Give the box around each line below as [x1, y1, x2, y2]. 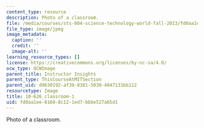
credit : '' [12, 43, 39, 49]
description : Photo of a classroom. [6, 15, 99, 21]
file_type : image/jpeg [6, 25, 64, 32]
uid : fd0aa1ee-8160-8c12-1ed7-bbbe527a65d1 [6, 99, 118, 105]
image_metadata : [6, 32, 47, 38]
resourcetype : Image [6, 88, 59, 94]
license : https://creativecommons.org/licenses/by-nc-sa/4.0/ [6, 59, 167, 66]
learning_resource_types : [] [6, 54, 80, 60]
